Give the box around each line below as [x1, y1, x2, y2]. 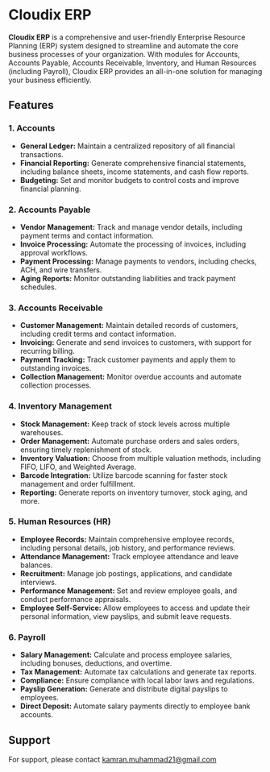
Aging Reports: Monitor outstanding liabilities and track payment [19, 273, 236, 283]
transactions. [19, 149, 64, 159]
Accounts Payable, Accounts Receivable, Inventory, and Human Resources [8, 58, 257, 68]
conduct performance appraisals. [19, 594, 131, 604]
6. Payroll [8, 631, 46, 642]
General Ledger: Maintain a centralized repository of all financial [19, 141, 235, 151]
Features [8, 98, 54, 112]
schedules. [19, 282, 57, 292]
